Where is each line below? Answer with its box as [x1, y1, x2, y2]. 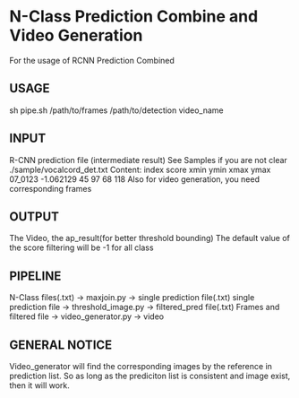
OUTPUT [9, 209, 60, 224]
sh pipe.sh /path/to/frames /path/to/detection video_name [9, 105, 224, 116]
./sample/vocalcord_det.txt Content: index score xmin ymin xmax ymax [9, 164, 271, 175]
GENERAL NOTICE [9, 337, 113, 352]
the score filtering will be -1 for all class [9, 242, 154, 253]
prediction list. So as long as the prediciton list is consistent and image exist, [9, 370, 291, 381]
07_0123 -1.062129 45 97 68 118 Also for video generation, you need [9, 173, 260, 185]
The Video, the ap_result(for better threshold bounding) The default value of [9, 233, 291, 244]
